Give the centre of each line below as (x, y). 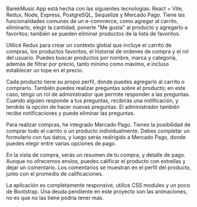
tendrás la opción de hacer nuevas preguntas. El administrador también (93, 107)
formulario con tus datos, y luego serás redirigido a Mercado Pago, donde (96, 137)
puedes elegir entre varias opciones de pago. (61, 143)
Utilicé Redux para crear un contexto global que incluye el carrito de (89, 45)
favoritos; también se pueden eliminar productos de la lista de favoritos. (93, 34)
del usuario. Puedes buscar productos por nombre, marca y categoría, (91, 58)
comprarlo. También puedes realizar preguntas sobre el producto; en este (96, 88)
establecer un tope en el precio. (45, 70)
